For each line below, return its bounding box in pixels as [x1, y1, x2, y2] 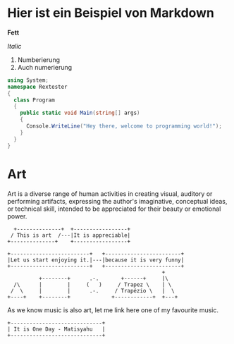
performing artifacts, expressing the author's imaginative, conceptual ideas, [7, 197, 228, 205]
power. [7, 211, 27, 220]
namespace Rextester [7, 83, 68, 90]
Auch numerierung [17, 63, 73, 71]
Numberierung [17, 55, 60, 64]
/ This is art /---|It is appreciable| [10, 231, 131, 239]
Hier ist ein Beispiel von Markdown [7, 5, 215, 21]
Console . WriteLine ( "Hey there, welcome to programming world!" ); [25, 123, 222, 130]
